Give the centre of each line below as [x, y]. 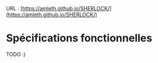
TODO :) [16, 54]
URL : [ [14, 8]
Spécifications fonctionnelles [79, 38]
